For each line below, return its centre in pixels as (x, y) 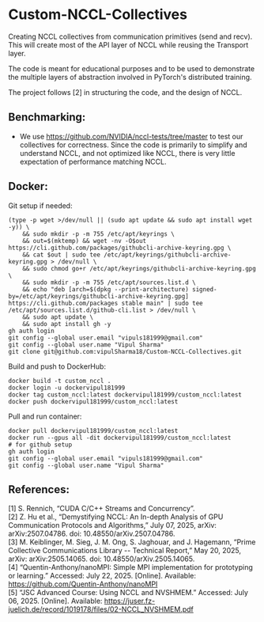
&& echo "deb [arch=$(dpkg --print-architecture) (106, 289)
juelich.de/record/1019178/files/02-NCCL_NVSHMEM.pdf (101, 609)
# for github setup (40, 445)
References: (39, 489)
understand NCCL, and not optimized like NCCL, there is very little (127, 153)
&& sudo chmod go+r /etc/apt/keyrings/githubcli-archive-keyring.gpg (140, 268)
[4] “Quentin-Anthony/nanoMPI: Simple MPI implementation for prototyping (130, 567)
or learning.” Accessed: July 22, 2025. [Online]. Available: (102, 576)
